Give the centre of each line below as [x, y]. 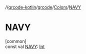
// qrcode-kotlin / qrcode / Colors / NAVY [43, 7]
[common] [16, 41]
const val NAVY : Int [25, 46]
